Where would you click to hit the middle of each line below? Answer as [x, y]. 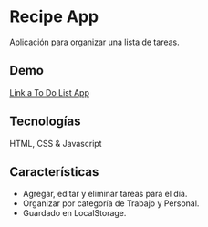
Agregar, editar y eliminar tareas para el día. [105, 194]
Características [54, 172]
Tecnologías [45, 122]
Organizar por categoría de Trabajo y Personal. [111, 203]
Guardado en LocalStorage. [74, 213]
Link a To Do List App [49, 92]
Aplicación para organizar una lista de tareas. [94, 42]
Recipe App [54, 17]
